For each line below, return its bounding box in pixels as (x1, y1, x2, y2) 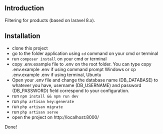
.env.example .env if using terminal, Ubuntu (11, 71, 102, 77)
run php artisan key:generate (11, 98, 74, 104)
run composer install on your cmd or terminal (11, 55, 107, 61)
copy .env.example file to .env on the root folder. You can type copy (11, 61, 152, 67)
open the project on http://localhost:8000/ (11, 114, 99, 120)
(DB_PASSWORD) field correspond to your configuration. (11, 87, 129, 93)
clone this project (11, 45, 48, 51)
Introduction (4, 4, 44, 12)
